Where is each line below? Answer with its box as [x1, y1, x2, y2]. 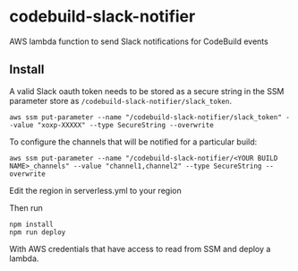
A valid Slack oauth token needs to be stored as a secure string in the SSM [9, 85, 285, 96]
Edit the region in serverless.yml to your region [9, 185, 182, 196]
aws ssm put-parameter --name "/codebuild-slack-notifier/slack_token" [9, 112, 282, 122]
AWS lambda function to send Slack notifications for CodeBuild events [9, 36, 268, 47]
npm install [9, 220, 54, 229]
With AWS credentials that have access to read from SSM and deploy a [9, 243, 271, 254]
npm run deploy [9, 227, 66, 237]
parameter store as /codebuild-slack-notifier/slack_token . [9, 95, 233, 106]
